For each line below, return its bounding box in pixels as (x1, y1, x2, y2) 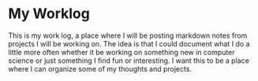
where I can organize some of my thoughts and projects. (8, 64, 192, 73)
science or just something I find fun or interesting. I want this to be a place (8, 56, 250, 65)
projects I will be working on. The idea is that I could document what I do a (8, 39, 250, 48)
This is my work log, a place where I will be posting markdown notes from (8, 31, 248, 40)
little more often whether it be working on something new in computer (8, 47, 235, 57)
